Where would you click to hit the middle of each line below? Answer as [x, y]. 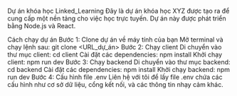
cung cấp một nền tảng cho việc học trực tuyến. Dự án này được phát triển [117, 18]
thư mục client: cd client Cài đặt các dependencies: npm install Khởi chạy [115, 54]
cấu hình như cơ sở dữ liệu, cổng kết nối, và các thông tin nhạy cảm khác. [115, 84]
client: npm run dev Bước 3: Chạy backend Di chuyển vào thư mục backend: [119, 62]
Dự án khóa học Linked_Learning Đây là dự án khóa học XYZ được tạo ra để [118, 11]
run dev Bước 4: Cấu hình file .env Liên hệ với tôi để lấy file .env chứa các [115, 77]
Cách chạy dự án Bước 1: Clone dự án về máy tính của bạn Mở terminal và [115, 40]
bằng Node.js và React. [42, 26]
